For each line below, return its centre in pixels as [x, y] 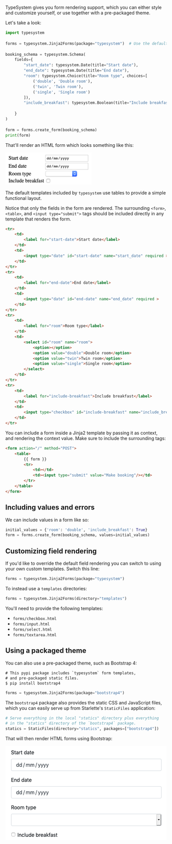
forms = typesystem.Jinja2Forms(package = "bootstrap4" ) [65, 693]
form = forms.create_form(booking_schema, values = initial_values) [78, 535]
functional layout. [24, 198]
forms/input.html [31, 624]
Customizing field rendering [51, 551]
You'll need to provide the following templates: [54, 608]
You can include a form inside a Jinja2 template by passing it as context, [81, 433]
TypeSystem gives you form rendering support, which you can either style [84, 7]
